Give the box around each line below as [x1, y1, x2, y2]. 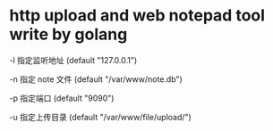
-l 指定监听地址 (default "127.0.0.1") [9, 54, 138, 65]
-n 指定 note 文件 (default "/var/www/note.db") [9, 73, 183, 85]
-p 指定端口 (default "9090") [9, 93, 115, 103]
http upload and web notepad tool [9, 5, 266, 26]
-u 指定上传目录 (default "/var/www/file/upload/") [9, 111, 192, 122]
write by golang [9, 24, 128, 45]
